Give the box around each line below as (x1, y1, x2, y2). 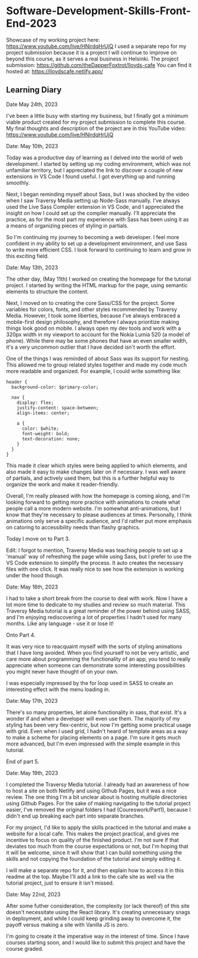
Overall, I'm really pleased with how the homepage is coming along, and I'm (6, 492, 190, 499)
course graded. (6, 945, 44, 952)
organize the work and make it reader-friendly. (6, 481, 119, 488)
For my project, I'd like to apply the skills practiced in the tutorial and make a (6, 824, 192, 831)
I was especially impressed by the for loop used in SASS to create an (6, 679, 173, 686)
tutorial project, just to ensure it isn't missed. (6, 879, 114, 886)
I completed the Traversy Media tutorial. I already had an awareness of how (6, 780, 190, 788)
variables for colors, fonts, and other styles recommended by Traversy (6, 306, 177, 313)
